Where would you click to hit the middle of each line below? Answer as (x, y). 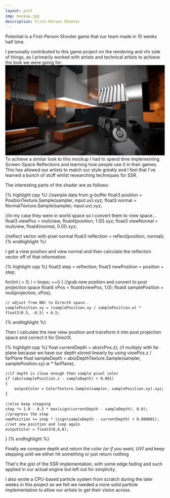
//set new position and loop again (43, 424)
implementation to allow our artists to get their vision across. (68, 490)
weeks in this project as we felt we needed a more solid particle (72, 484)
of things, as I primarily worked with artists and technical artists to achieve (83, 57)
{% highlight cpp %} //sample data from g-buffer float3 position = (74, 195)
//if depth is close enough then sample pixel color (62, 373)
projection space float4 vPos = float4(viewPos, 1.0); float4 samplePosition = (84, 287)
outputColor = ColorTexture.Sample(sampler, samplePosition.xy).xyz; (89, 389)
